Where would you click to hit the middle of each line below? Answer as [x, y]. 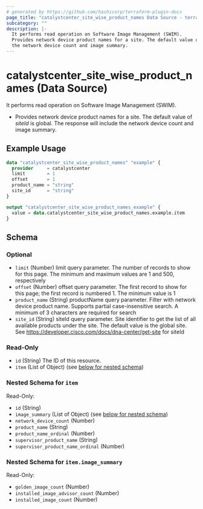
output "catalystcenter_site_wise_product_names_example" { [84, 207]
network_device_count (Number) [55, 420]
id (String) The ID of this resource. [58, 361]
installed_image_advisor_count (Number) [67, 493]
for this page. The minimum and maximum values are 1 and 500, [95, 274]
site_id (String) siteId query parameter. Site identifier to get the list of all [105, 319]
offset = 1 [34, 180]
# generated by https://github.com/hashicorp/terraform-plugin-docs [94, 12]
